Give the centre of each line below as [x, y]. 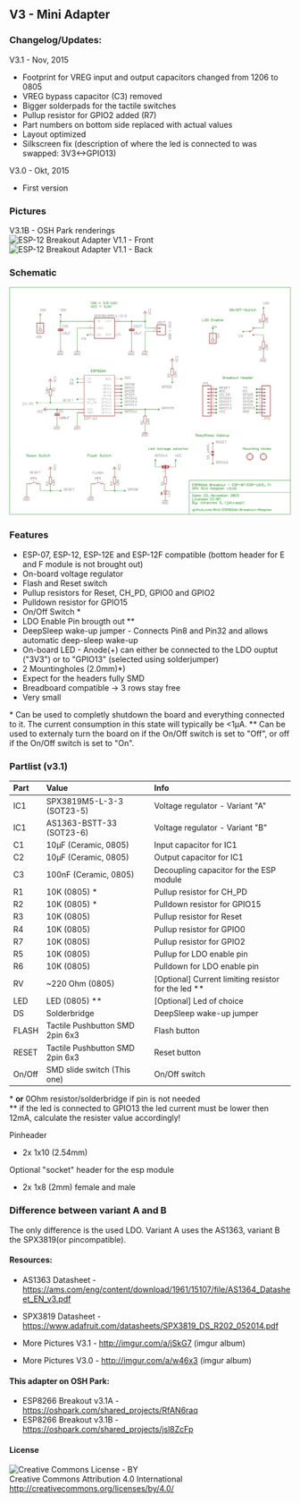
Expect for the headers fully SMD [83, 678]
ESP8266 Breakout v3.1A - [71, 1401]
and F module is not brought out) [83, 564]
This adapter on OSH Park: [59, 1380]
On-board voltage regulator [72, 573]
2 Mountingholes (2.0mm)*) [74, 668]
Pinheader [28, 1135]
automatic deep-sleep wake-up [80, 640]
